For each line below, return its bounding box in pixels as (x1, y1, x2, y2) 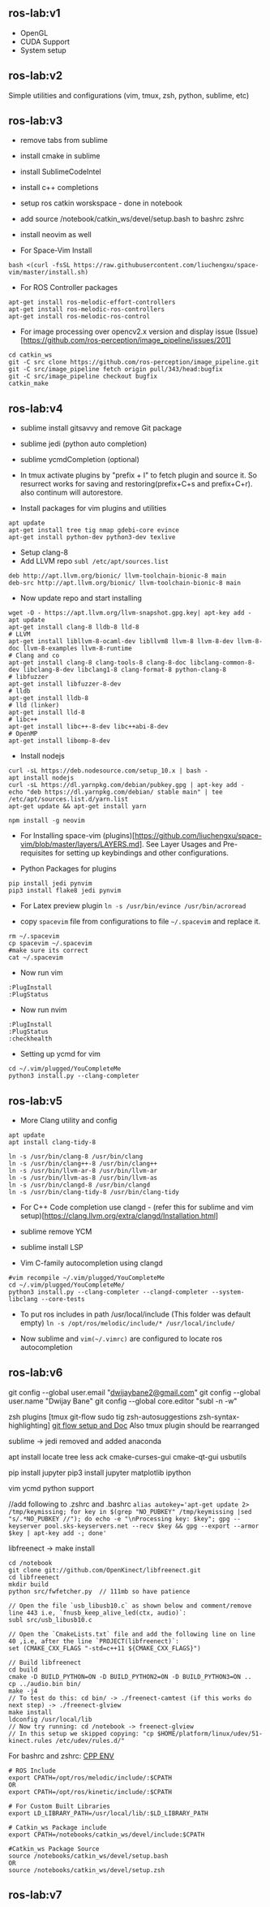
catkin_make (8, 379, 49, 388)
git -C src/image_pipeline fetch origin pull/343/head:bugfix (8, 365, 223, 374)
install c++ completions (19, 183, 99, 192)
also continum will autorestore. (19, 487, 123, 498)
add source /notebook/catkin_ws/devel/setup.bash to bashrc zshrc (19, 214, 245, 224)
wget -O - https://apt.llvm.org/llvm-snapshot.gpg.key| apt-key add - (8, 609, 252, 617)
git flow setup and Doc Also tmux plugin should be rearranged (52, 1421, 259, 1430)
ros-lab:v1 (8, 6, 61, 20)
